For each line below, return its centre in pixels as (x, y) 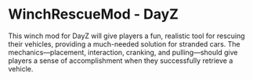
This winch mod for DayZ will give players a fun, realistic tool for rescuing (127, 36)
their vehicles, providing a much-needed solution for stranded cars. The (124, 43)
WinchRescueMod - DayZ (93, 14)
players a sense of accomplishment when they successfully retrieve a (121, 61)
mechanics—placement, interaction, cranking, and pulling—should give (123, 52)
